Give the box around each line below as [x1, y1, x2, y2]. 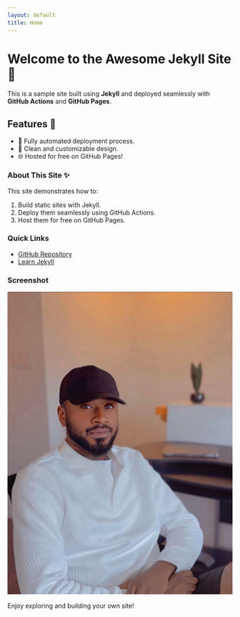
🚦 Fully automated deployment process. [17, 137, 135, 146]
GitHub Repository [17, 250, 73, 258]
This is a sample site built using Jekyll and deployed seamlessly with [7, 89, 211, 98]
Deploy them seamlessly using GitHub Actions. [17, 208, 156, 217]
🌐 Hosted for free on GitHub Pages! [17, 152, 124, 161]
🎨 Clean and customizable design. [17, 144, 119, 153]
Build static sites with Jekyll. [17, 200, 101, 209]
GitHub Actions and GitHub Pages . [7, 97, 112, 106]
